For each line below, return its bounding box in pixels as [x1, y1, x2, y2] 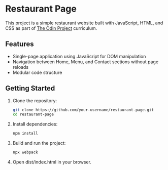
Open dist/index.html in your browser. [12, 159, 91, 165]
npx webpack [12, 150, 38, 155]
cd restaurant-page [12, 112, 54, 117]
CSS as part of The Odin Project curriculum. [5, 25, 97, 31]
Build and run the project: [12, 140, 66, 146]
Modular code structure [12, 69, 62, 75]
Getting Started [5, 84, 55, 93]
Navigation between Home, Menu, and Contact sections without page [12, 59, 159, 65]
